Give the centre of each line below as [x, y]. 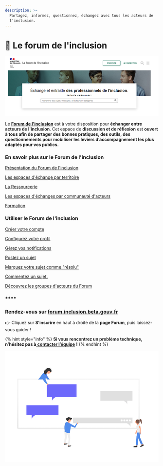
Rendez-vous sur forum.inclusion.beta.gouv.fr [62, 312]
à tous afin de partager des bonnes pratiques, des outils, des [68, 134]
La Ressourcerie [21, 187]
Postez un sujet [21, 257]
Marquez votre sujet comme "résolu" [42, 267]
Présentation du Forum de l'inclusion [42, 168]
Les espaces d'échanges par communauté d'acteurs [58, 196]
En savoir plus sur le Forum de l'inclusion [54, 157]
